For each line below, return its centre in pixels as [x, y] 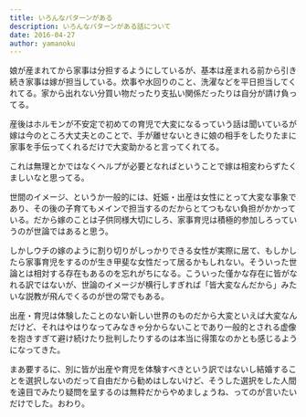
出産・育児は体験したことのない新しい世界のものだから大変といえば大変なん [153, 316]
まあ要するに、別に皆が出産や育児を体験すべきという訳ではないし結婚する [149, 370]
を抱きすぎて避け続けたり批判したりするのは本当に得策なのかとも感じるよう [153, 339]
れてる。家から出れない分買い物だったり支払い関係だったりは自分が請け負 [149, 93]
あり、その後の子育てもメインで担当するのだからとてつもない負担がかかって [153, 208]
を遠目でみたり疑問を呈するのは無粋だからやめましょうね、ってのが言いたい [153, 392]
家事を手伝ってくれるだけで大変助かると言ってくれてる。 [117, 147]
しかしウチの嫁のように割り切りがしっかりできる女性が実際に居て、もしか [149, 251]
